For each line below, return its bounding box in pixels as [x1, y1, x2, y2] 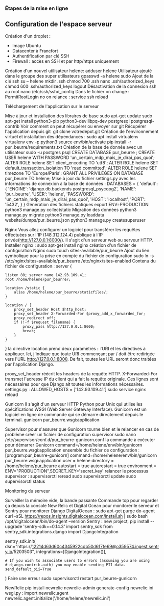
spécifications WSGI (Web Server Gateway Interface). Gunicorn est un [5, 406, 147, 412]
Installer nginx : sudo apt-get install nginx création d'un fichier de [5, 242, 137, 248]
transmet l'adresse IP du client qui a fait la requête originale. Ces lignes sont [5, 376, 159, 382]
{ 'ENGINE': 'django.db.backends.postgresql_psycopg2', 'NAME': [5, 185, 137, 191]
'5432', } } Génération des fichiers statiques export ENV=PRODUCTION [5, 201, 149, 207]
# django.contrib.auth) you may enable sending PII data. [5, 562, 126, 567]
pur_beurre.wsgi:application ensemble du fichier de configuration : [5, 447, 140, 453]
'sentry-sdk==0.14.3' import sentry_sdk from [23, 523, 113, 529]
